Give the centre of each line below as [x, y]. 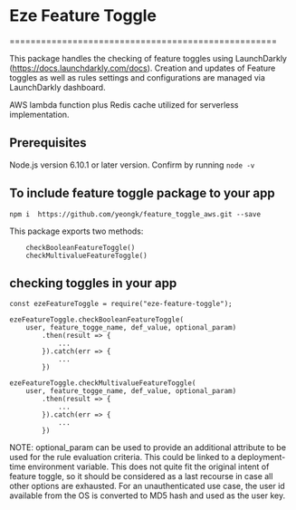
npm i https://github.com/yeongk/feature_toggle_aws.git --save [135, 214]
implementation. [39, 114]
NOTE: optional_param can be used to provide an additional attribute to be [148, 447]
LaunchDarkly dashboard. [57, 87]
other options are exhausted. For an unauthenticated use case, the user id [147, 486]
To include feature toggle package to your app [142, 193]
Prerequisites [48, 143]
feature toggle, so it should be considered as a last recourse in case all [141, 476]
